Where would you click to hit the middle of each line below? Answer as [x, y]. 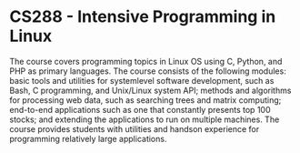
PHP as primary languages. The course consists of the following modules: [148, 71]
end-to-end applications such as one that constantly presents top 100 [140, 109]
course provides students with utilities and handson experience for [135, 128]
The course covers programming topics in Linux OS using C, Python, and [146, 61]
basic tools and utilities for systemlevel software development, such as [142, 80]
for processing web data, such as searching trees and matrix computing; [145, 100]
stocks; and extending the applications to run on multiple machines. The [145, 119]
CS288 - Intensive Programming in [143, 17]
